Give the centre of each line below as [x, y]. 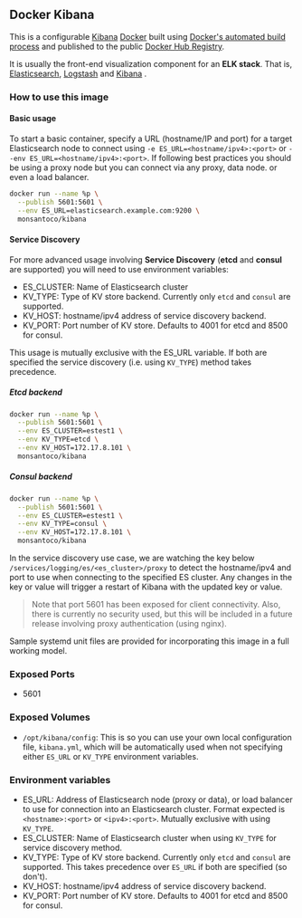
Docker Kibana [52, 15]
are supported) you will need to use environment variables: [119, 269]
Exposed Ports [42, 674]
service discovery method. [72, 847]
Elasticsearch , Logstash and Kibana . [78, 73]
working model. [38, 651]
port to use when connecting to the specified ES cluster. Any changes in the [151, 578]
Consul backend [41, 477]
